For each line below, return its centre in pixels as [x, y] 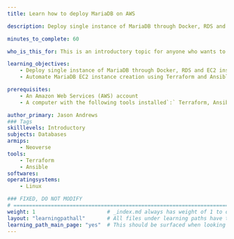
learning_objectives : [39, 64]
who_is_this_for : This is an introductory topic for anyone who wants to [117, 52]
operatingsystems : [34, 180]
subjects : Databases [37, 134]
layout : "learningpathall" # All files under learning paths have [115, 218]
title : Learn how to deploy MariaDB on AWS [71, 14]
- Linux [31, 186]
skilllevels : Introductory [46, 128]
